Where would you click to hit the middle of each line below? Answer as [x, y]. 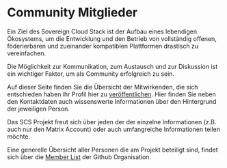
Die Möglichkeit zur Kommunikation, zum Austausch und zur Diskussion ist [112, 66]
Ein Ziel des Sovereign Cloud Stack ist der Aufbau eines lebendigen [102, 31]
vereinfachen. [27, 53]
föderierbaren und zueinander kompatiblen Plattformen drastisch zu [103, 46]
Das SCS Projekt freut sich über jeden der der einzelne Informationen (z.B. [112, 122]
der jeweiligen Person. [39, 109]
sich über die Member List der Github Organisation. [79, 157]
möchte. [19, 136]
